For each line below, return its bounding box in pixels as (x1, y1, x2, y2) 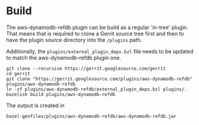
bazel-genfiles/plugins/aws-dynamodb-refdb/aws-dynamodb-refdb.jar (6, 113, 177, 119)
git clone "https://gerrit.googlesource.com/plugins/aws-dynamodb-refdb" (6, 76, 193, 82)
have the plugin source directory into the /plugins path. (6, 36, 143, 43)
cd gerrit (6, 70, 31, 76)
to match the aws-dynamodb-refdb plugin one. (6, 54, 121, 61)
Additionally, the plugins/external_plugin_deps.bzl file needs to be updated (6, 47, 194, 55)
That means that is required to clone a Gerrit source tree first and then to (6, 30, 184, 37)
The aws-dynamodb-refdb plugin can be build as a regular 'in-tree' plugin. (6, 24, 189, 31)
